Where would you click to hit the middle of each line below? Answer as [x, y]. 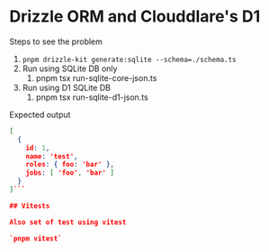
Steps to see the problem [56, 41]
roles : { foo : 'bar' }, [70, 165]
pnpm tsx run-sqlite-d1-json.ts [92, 97]
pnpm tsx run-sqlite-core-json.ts [96, 77]
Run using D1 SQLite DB [66, 87]
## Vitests [30, 206]
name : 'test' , [52, 156]
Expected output [40, 114]
